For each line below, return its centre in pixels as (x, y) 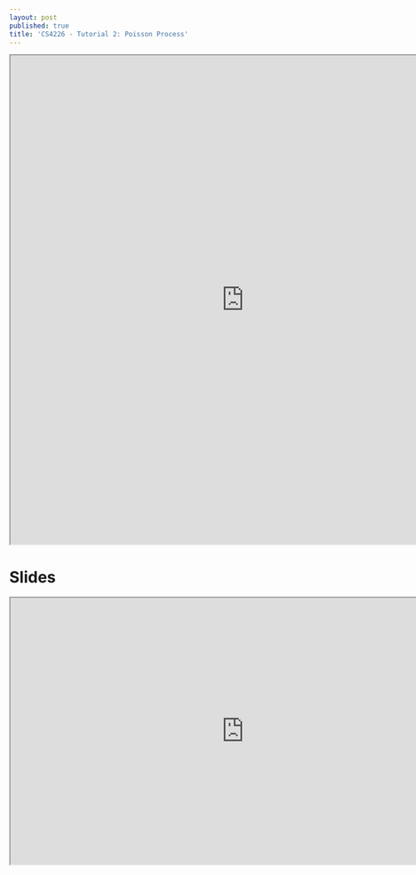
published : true (39, 26)
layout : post (33, 17)
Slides (32, 577)
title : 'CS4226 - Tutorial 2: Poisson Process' (99, 34)
